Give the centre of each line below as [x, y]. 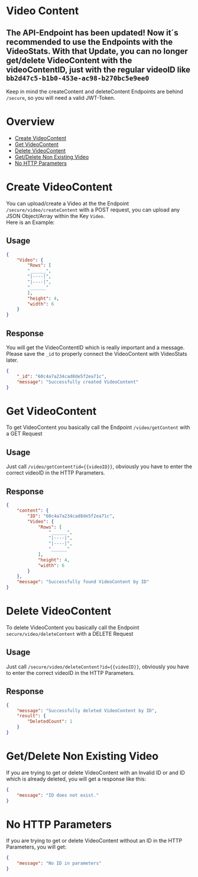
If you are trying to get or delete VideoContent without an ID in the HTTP [94, 841]
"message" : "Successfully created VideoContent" [78, 382]
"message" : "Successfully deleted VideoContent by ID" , [87, 710]
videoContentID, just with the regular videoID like [98, 69]
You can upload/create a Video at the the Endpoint [67, 203]
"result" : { [31, 716]
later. [12, 360]
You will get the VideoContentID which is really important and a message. [95, 347]
